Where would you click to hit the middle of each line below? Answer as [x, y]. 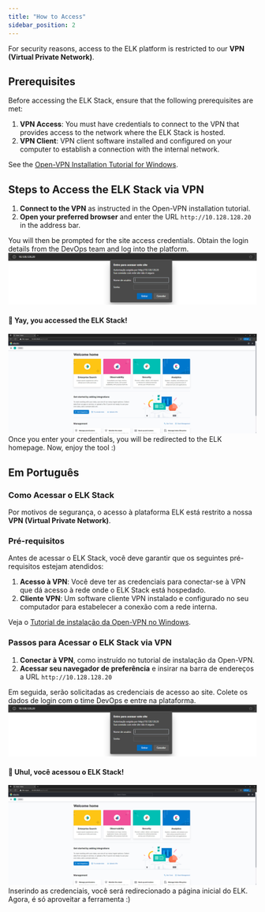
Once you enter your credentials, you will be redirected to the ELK [115, 439]
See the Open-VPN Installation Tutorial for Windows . [93, 165]
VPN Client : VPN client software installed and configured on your [126, 141]
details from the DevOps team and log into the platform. [99, 249]
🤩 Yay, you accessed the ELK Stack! [68, 320]
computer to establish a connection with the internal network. [119, 149]
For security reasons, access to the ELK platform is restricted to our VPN [126, 48]
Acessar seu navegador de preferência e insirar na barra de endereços [137, 668]
